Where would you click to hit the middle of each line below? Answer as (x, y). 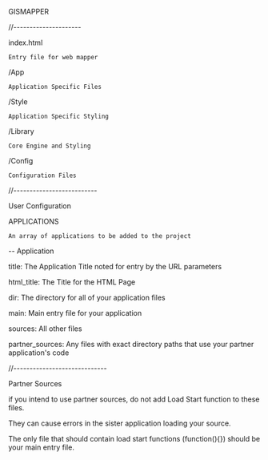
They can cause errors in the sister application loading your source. (120, 423)
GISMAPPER (29, 12)
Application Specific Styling (59, 116)
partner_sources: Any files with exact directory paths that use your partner (131, 344)
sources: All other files (45, 329)
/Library (21, 131)
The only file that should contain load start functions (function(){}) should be (134, 439)
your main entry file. (41, 447)
